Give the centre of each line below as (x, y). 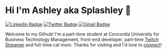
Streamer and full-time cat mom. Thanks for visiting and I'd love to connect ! (83, 44)
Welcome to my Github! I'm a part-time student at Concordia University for (82, 34)
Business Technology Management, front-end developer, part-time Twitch (82, 39)
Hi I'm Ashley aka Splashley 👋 (68, 10)
